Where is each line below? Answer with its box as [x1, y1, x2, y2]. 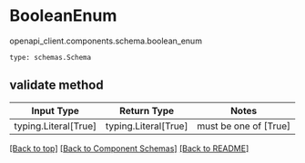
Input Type [31, 104, 80, 117]
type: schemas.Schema [9, 53, 92, 62]
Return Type [119, 104, 175, 117]
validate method [9, 78, 104, 93]
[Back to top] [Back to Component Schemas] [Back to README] [9, 142, 249, 154]
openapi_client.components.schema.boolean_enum [9, 35, 203, 46]
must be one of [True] [197, 120, 291, 132]
